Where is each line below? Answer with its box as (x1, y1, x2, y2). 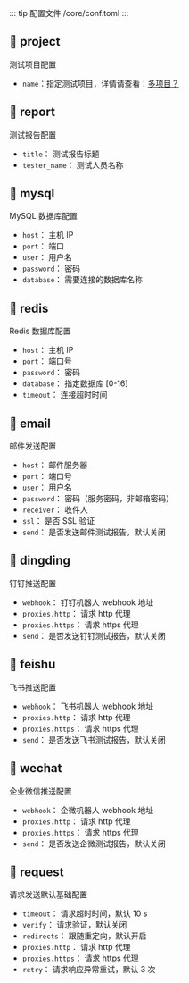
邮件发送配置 (9, 441, 56, 451)
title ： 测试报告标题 (21, 148, 100, 159)
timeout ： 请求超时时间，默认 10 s (21, 908, 148, 919)
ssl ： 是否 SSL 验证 (21, 516, 95, 526)
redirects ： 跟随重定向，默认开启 (21, 930, 147, 941)
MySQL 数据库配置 (9, 211, 78, 222)
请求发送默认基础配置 (9, 889, 87, 900)
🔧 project (9, 34, 61, 49)
